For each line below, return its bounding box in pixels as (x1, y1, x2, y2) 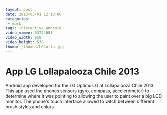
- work (7, 21, 22, 26)
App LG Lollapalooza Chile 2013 (5, 66, 139, 77)
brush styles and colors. (5, 103, 55, 110)
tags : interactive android (5, 26, 62, 31)
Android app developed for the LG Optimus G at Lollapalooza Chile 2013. (5, 82, 155, 88)
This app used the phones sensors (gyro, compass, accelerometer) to (5, 88, 149, 94)
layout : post (5, 7, 33, 12)
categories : (5, 16, 30, 21)
